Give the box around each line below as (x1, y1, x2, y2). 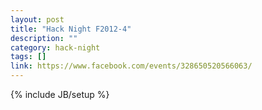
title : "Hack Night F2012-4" (10, 24, 132, 34)
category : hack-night (10, 42, 101, 53)
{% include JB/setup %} (10, 89, 110, 100)
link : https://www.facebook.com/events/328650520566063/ (10, 61, 253, 71)
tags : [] (10, 52, 47, 62)
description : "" (10, 33, 78, 43)
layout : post (10, 14, 65, 25)
